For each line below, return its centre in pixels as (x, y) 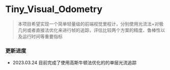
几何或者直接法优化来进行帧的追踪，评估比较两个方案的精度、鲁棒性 (89, 30)
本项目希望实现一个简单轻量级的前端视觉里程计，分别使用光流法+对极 (91, 24)
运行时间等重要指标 (42, 36)
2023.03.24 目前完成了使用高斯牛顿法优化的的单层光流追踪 (75, 63)
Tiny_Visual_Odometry (54, 9)
